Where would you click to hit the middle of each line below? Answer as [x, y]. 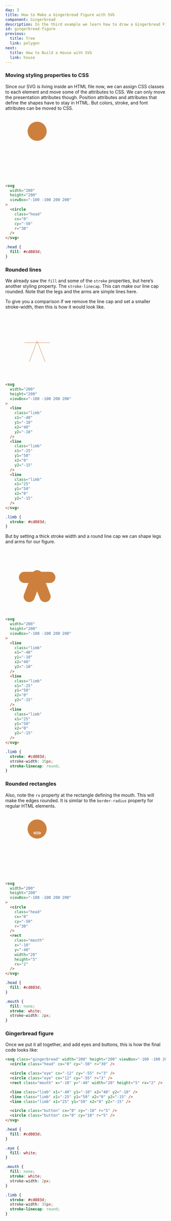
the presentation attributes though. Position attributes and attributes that [81, 97]
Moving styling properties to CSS [47, 76]
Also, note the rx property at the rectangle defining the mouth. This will [80, 795]
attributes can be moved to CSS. [39, 108]
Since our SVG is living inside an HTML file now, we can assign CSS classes [85, 86]
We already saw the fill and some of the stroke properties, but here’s [79, 281]
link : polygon [25, 43]
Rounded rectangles [31, 784]
